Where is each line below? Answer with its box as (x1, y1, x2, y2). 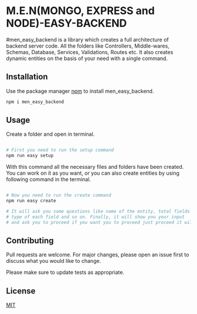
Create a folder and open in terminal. (6, 131, 95, 138)
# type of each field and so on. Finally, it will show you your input (6, 213, 185, 220)
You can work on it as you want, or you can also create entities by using (6, 169, 180, 177)
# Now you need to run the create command (6, 192, 111, 198)
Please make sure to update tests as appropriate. (6, 269, 125, 276)
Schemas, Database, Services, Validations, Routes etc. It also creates (6, 48, 174, 55)
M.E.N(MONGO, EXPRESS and (6, 4, 155, 18)
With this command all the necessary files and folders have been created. (6, 163, 184, 171)
